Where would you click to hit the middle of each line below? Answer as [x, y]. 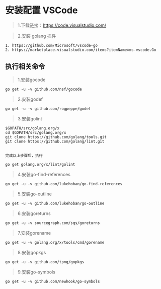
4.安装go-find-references [44, 174]
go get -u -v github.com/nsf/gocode [44, 89]
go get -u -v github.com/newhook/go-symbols [53, 281]
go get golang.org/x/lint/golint [40, 164]
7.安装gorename [34, 233]
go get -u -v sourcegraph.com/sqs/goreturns [53, 223]
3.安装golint [30, 118]
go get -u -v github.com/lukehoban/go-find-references [64, 184]
